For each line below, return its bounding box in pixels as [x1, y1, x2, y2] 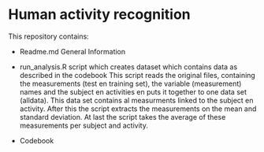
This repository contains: [8, 32, 89, 41]
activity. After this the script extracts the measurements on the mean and [19, 104, 257, 113]
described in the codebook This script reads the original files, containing [19, 70, 256, 80]
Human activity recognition [8, 6, 191, 24]
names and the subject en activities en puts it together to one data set [19, 87, 247, 96]
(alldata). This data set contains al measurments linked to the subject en [19, 95, 254, 105]
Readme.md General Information [19, 46, 126, 56]
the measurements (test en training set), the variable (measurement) [19, 79, 242, 88]
